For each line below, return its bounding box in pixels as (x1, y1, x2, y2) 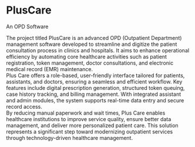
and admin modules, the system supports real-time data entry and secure (6, 96, 184, 103)
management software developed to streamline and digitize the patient (6, 41, 177, 48)
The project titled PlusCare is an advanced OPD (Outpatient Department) (6, 34, 182, 41)
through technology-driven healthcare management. (6, 134, 133, 141)
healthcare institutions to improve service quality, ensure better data (6, 115, 172, 122)
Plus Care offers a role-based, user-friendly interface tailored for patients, (6, 72, 185, 79)
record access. (6, 103, 42, 110)
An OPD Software (6, 23, 49, 30)
